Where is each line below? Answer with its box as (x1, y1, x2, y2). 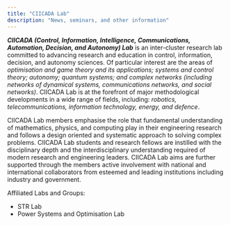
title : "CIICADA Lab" (7, 10, 70, 17)
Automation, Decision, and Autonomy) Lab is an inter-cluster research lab (7, 43, 222, 52)
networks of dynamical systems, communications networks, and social (7, 80, 212, 88)
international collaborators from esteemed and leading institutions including (7, 168, 224, 176)
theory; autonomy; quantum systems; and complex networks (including (7, 72, 213, 81)
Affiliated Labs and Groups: (7, 189, 85, 197)
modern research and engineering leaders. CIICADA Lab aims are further (7, 153, 216, 161)
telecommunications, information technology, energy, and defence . (7, 102, 200, 111)
